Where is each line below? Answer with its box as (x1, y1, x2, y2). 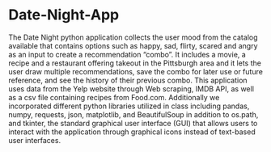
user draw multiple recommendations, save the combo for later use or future (8, 66, 263, 76)
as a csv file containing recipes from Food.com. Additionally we (8, 92, 220, 102)
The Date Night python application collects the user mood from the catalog (8, 32, 258, 42)
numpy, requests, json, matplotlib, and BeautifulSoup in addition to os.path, (8, 109, 259, 119)
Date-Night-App (8, 6, 120, 24)
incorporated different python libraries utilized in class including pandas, (8, 101, 250, 111)
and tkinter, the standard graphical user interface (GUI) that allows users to (8, 118, 258, 128)
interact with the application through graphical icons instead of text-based (8, 127, 256, 137)
